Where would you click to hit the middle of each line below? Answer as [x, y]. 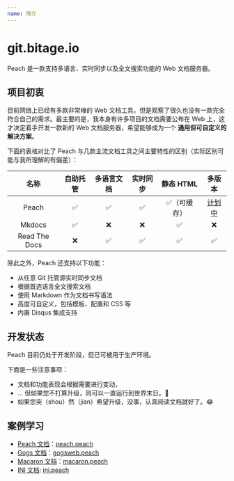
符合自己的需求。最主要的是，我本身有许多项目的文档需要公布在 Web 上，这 [116, 119]
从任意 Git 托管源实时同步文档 [60, 278]
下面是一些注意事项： [38, 370]
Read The [33, 236]
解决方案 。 [23, 136]
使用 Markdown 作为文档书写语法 [65, 295]
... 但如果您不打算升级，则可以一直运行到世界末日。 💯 [93, 393]
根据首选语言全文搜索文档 [54, 287]
